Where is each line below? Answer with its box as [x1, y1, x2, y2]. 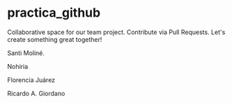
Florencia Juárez [7, 75, 56, 84]
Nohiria [7, 62, 29, 70]
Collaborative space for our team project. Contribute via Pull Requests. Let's [7, 28, 226, 36]
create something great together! [7, 35, 102, 43]
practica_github [7, 5, 101, 21]
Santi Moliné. [7, 49, 45, 57]
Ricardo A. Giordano [7, 89, 65, 97]
